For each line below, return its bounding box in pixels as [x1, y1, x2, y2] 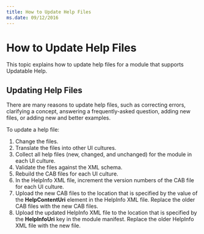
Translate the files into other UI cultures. [15, 144, 117, 152]
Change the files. [15, 138, 59, 145]
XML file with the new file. [15, 222, 81, 229]
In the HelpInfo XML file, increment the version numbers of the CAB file [15, 177, 194, 184]
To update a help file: [6, 126, 60, 133]
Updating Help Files [6, 85, 82, 95]
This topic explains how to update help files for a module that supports [6, 61, 184, 68]
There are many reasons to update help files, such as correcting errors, [6, 101, 186, 108]
